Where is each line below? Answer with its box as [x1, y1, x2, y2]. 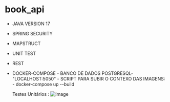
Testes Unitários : [12, 91, 50, 97]
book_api [5, 4, 45, 15]
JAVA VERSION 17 [12, 21, 51, 27]
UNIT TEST [12, 50, 36, 56]
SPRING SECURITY [12, 30, 53, 36]
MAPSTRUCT [12, 40, 41, 47]
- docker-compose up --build [12, 81, 75, 87]
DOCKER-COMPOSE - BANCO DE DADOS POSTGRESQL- [12, 70, 134, 76]
